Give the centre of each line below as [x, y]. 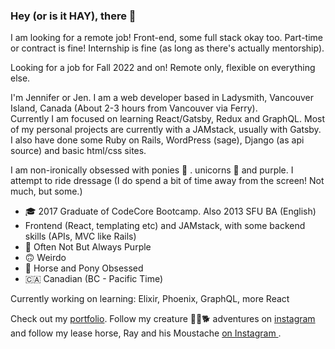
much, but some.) [46, 191]
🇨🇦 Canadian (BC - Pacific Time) [94, 279]
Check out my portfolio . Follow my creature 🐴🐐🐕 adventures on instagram [163, 319]
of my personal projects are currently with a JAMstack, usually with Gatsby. [166, 130]
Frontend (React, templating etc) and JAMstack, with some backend [165, 226]
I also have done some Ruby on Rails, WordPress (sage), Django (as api [157, 140]
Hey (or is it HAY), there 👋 [73, 16]
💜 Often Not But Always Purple [88, 247]
